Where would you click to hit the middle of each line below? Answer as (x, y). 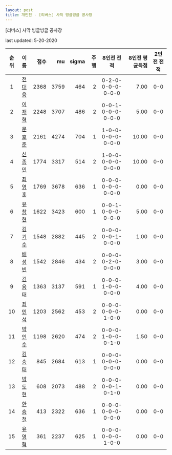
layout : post (19, 10)
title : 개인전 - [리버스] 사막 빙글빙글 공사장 (49, 15)
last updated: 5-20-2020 (31, 40)
